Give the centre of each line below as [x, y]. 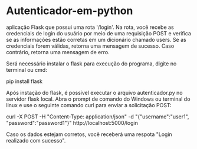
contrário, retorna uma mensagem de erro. [58, 52]
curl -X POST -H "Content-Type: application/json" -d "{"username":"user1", [98, 117]
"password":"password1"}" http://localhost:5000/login [72, 122]
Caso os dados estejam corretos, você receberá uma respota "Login [89, 134]
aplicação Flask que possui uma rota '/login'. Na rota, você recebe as [90, 27]
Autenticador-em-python [70, 11]
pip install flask [24, 81]
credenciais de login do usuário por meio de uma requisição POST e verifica [99, 33]
